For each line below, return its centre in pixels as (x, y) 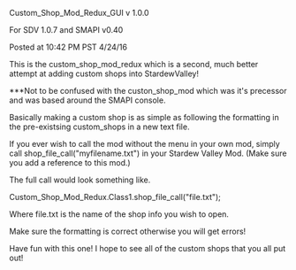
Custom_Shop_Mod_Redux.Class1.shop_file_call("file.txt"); (115, 197)
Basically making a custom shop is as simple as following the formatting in (144, 117)
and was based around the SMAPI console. (87, 100)
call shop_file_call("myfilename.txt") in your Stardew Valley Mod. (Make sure (148, 153)
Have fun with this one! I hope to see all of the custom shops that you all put (148, 248)
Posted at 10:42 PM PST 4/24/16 (68, 47)
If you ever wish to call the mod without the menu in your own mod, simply (144, 144)
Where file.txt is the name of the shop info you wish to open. (119, 214)
